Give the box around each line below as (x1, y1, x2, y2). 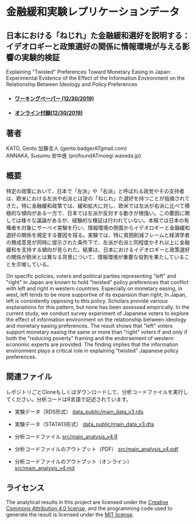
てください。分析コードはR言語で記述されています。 (6, 396, 131, 403)
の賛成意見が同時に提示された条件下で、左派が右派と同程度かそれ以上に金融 (6, 238, 190, 246)
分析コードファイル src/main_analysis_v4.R (14, 433, 118, 440)
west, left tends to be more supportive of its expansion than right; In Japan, (6, 291, 187, 298)
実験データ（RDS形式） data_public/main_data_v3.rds (14, 408, 144, 415)
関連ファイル (6, 372, 52, 382)
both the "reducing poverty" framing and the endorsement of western (6, 334, 174, 341)
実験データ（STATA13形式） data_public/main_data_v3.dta (14, 420, 155, 427)
